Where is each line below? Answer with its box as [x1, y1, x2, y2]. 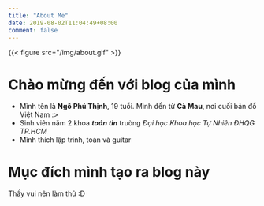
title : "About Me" [8, 11, 69, 20]
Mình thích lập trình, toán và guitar [19, 135, 132, 144]
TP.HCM [19, 127, 47, 137]
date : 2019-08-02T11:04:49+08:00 [8, 19, 118, 27]
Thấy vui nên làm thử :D [8, 189, 85, 198]
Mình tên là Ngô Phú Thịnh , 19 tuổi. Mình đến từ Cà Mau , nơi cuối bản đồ [19, 102, 257, 111]
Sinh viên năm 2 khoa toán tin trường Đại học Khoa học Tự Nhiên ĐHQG [19, 118, 255, 128]
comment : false [8, 26, 58, 34]
